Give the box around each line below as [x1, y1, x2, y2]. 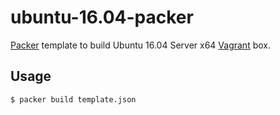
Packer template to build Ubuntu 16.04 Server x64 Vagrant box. [10, 39, 271, 51]
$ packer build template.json [10, 94, 137, 105]
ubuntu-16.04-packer [10, 6, 194, 29]
